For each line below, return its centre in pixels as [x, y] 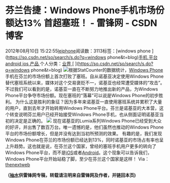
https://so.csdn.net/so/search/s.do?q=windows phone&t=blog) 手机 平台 [82, 57]
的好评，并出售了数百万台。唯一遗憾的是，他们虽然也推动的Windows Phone [84, 127]
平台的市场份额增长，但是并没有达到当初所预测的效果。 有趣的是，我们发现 [84, 133]
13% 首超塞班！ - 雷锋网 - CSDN [90, 23]
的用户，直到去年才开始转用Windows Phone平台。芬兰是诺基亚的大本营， [82, 108]
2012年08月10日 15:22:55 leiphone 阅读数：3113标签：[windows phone [78, 51]
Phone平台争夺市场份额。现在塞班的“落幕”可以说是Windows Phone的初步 [82, 95]
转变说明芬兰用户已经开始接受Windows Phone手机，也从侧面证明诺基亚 [84, 114]
